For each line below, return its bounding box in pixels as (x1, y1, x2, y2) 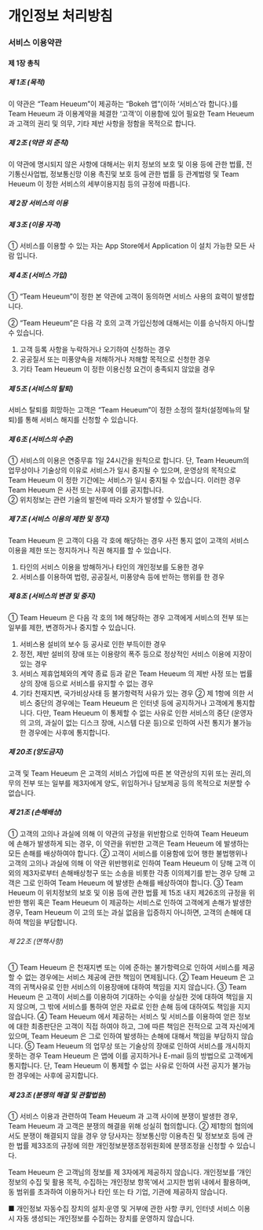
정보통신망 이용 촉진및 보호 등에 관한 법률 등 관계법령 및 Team (49, 169, 239, 178)
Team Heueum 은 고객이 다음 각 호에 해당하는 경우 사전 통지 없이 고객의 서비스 (8, 535, 250, 545)
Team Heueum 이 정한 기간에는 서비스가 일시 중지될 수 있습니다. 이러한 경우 (8, 475, 242, 484)
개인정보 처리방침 (8, 7, 113, 25)
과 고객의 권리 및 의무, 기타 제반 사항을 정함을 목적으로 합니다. (8, 119, 196, 128)
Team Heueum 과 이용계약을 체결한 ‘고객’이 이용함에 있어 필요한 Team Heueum (8, 108, 254, 118)
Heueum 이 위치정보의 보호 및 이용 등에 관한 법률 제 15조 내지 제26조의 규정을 (8, 887, 247, 897)
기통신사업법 (8, 169, 47, 178)
